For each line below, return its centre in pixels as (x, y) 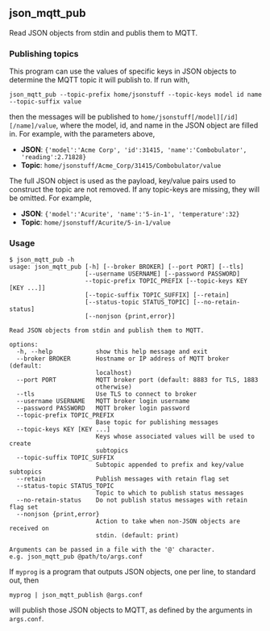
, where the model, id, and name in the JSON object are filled (157, 125)
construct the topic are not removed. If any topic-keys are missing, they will (135, 190)
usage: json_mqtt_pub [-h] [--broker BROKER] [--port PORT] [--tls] (127, 267)
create (20, 444)
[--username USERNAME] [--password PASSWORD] (163, 274)
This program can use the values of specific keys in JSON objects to (123, 71)
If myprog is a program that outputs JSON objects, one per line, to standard (133, 572)
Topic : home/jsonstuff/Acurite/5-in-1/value (96, 222)
